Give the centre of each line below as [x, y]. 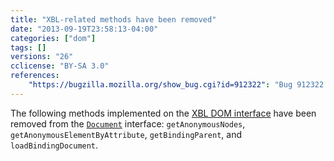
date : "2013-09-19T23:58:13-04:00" [84, 29]
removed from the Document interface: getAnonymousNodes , [128, 123]
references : [35, 76]
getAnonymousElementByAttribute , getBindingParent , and [126, 134]
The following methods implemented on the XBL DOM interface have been [163, 113]
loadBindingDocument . [54, 145]
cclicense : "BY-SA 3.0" [60, 66]
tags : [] [28, 47]
